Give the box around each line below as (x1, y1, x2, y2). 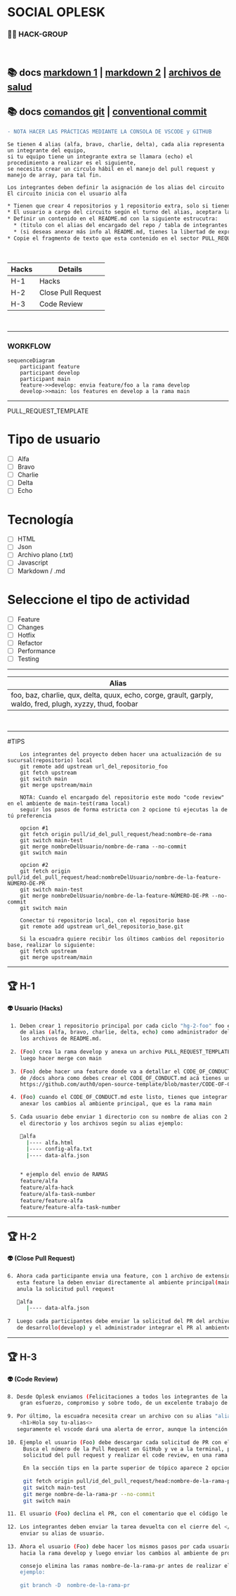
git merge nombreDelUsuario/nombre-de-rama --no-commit (20, 843, 188, 850)
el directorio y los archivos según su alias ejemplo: (20, 1119, 184, 1127)
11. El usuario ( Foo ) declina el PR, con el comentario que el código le (7, 1510, 228, 1517)
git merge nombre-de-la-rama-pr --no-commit (22, 1491, 156, 1498)
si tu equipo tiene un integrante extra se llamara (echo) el (7, 153, 193, 160)
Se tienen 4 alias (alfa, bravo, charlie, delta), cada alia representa (7, 141, 225, 148)
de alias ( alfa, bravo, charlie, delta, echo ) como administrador (20, 1029, 218, 1036)
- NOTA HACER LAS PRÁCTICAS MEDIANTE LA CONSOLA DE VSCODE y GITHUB (7, 128, 212, 135)
